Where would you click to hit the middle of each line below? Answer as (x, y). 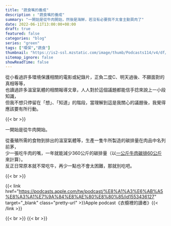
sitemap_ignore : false (29, 57)
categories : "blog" (26, 39)
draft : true (18, 29)
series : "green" (22, 43)
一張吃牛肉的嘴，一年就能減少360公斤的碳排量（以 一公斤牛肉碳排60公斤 (85, 153)
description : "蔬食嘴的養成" (35, 15)
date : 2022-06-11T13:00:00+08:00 (41, 24)
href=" (12, 191)
